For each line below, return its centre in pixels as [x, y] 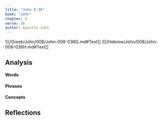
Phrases [14, 86]
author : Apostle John [27, 28]
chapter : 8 [16, 19]
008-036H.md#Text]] [27, 47]
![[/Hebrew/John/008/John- [130, 42]
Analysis [19, 62]
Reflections [23, 112]
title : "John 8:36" [25, 10]
